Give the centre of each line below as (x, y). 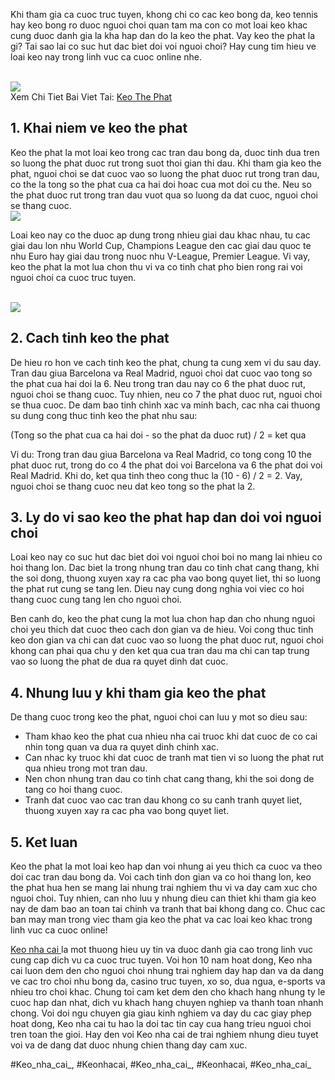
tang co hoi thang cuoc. (73, 790)
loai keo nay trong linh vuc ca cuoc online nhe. (106, 57)
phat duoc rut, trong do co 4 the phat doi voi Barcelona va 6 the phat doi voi (166, 465)
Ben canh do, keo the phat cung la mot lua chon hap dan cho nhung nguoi (163, 619)
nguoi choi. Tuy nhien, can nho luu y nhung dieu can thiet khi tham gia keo (163, 898)
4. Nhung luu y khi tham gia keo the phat (138, 692)
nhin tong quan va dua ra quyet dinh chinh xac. (122, 747)
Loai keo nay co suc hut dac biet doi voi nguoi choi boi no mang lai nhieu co (166, 557)
